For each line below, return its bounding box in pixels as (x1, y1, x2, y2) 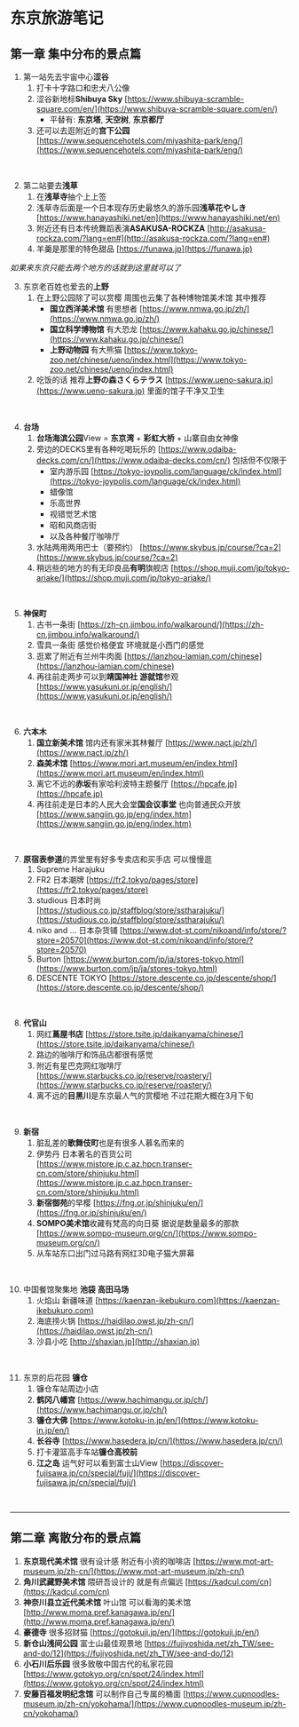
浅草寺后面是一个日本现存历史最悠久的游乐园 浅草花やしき (35, 202, 247, 213)
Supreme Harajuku (35, 864, 106, 875)
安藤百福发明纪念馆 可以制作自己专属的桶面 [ (22, 1688, 186, 1699)
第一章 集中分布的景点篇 (10, 46, 141, 61)
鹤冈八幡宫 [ (35, 1395, 81, 1405)
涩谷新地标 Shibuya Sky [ (35, 94, 128, 104)
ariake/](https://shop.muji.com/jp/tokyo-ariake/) (35, 573, 212, 582)
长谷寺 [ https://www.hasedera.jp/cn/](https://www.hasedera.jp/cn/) (35, 1436, 283, 1446)
